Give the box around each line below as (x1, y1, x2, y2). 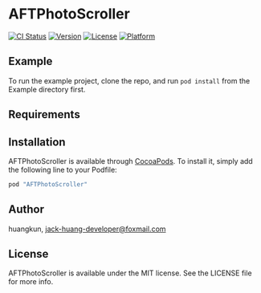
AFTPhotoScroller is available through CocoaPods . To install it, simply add (8, 156, 253, 165)
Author (8, 202, 44, 217)
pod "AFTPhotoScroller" (8, 180, 88, 189)
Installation (8, 135, 66, 149)
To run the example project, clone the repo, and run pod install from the (8, 75, 251, 85)
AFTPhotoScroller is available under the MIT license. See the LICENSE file (8, 268, 252, 278)
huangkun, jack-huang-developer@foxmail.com (8, 224, 166, 234)
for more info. (8, 277, 54, 287)
